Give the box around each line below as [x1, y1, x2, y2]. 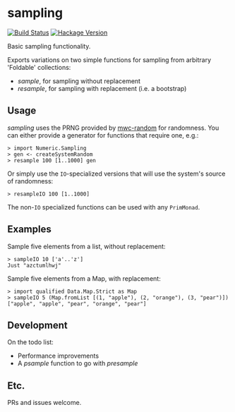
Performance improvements [17, 351, 100, 360]
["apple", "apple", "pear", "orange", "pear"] [7, 300, 147, 308]
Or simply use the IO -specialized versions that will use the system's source [7, 169, 226, 178]
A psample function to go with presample [17, 359, 138, 368]
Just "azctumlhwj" [7, 262, 61, 269]
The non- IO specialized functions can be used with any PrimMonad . [7, 202, 200, 211]
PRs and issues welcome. [7, 399, 82, 407]
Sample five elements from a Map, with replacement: [7, 274, 161, 283]
